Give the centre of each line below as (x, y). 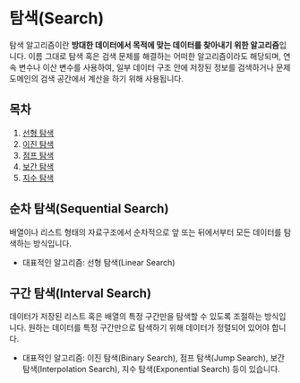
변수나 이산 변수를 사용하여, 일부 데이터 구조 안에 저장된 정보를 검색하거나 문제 (154, 67)
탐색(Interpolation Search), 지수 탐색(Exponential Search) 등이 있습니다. (151, 370)
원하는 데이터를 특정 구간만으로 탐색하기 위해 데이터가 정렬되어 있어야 (149, 327)
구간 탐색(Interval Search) (81, 293)
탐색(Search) (57, 18)
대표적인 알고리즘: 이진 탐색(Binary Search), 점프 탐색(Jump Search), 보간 (153, 358)
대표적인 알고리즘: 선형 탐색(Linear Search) (99, 262)
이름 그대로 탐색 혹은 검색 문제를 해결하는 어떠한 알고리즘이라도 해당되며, (155, 56)
